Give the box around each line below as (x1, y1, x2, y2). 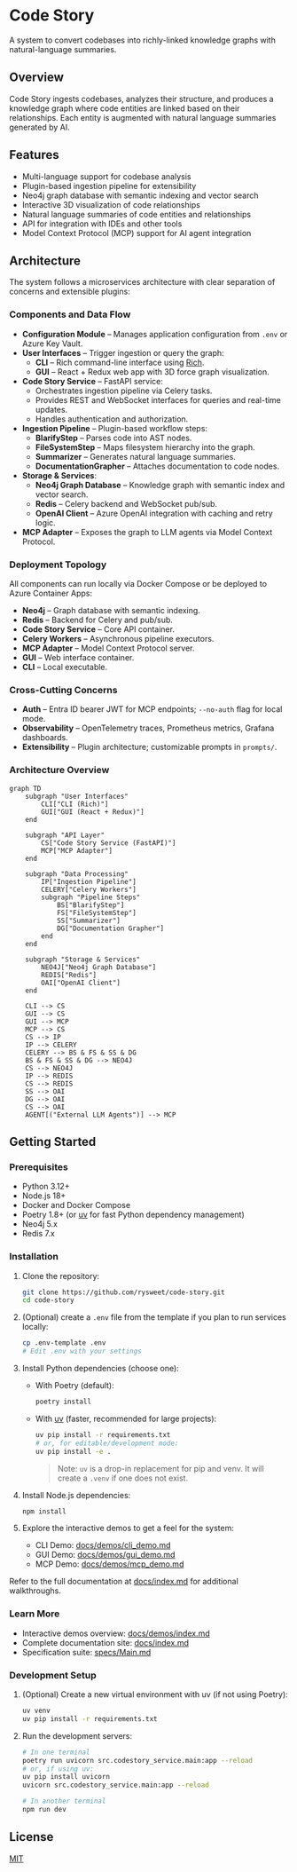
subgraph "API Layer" (25, 831, 105, 840)
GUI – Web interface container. (21, 652, 135, 662)
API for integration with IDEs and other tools (21, 218, 183, 229)
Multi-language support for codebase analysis (21, 170, 191, 182)
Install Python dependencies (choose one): (21, 1363, 179, 1374)
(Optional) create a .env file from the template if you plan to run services (21, 1312, 286, 1323)
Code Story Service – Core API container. (21, 623, 176, 635)
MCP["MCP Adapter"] (41, 846, 113, 855)
